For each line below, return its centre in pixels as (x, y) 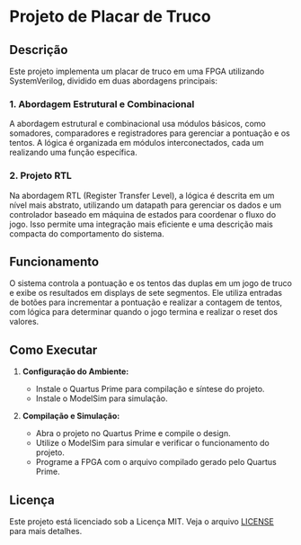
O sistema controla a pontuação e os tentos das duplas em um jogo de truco (150, 283)
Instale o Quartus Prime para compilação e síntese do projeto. (150, 389)
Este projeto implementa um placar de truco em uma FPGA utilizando (137, 71)
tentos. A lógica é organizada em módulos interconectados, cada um (137, 143)
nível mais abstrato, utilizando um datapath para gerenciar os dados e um (145, 205)
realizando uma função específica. (73, 152)
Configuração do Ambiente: (75, 371)
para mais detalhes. (46, 532)
